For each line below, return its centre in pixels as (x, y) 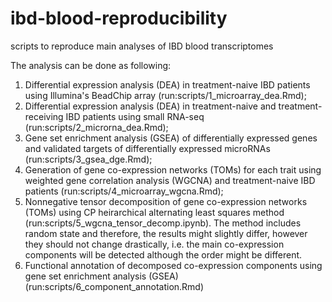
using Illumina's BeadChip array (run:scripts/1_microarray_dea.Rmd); (165, 95)
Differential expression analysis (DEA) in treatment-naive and (150, 106)
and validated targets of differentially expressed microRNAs (147, 148)
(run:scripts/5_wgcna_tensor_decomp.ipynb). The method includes (163, 223)
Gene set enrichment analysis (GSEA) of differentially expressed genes (171, 138)
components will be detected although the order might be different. (163, 254)
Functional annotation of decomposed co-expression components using (173, 265)
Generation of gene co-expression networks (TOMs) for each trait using (173, 169)
